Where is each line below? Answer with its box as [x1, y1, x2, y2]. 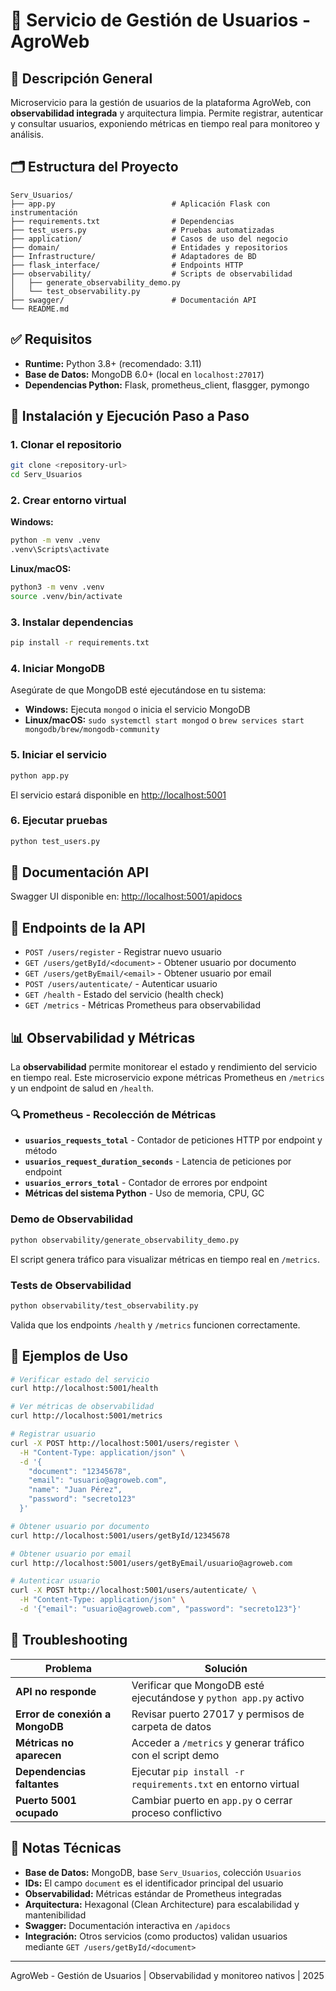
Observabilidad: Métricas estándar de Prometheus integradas [24, 1887, 282, 1899]
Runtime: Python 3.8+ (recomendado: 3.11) [24, 357, 202, 369]
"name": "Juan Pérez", [28, 1485, 123, 1495]
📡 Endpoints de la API [10, 919, 146, 936]
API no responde [15, 1684, 97, 1698]
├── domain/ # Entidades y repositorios [10, 242, 288, 253]
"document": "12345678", [28, 1466, 132, 1476]
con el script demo [131, 1748, 220, 1762]
